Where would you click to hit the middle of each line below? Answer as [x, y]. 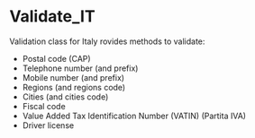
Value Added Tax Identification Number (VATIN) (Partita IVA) [134, 116]
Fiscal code [44, 106]
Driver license [48, 125]
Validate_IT [53, 17]
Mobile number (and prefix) [73, 77]
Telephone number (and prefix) [80, 68]
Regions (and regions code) [74, 87]
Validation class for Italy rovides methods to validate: [107, 41]
